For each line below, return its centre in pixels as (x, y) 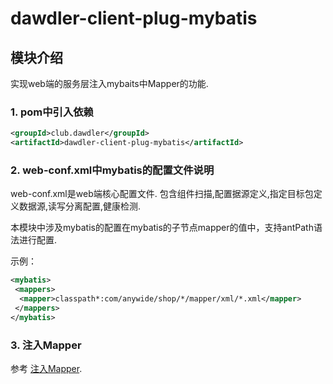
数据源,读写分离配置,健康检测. (80, 206)
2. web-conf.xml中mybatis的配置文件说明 (112, 170)
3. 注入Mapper (46, 345)
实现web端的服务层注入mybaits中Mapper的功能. (109, 83)
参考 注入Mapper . (46, 369)
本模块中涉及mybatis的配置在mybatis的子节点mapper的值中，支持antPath (162, 228)
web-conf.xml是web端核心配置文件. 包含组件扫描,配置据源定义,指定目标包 (162, 194)
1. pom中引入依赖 (52, 112)
